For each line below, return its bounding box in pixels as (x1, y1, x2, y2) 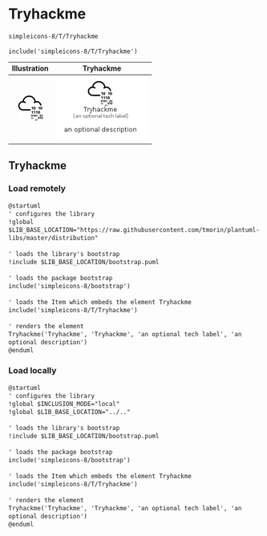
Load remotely (8, 182, 67, 193)
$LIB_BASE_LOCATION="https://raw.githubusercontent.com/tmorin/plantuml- (8, 225, 261, 233)
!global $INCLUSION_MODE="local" (8, 400, 120, 408)
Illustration (11, 63, 50, 73)
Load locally (8, 364, 57, 376)
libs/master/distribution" (8, 233, 99, 242)
